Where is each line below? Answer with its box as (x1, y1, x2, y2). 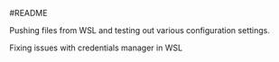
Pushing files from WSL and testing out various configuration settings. (9, 25, 271, 35)
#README (9, 8, 48, 18)
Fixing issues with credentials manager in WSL (9, 42, 183, 53)
